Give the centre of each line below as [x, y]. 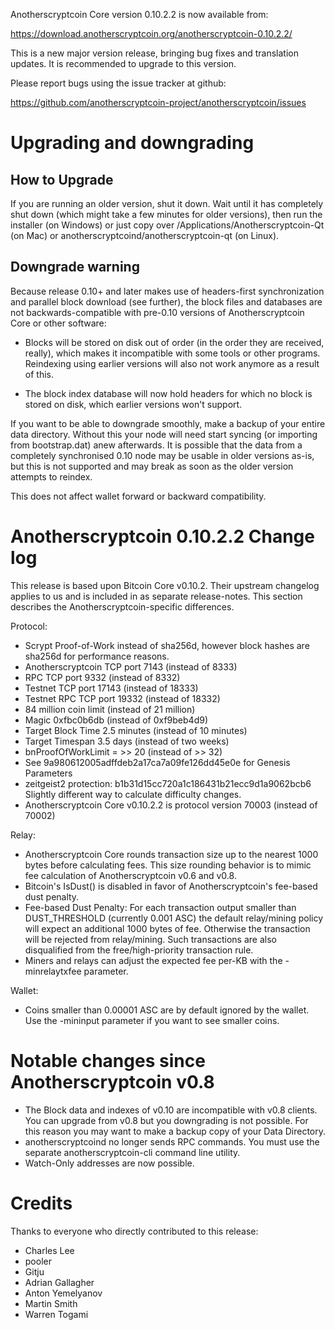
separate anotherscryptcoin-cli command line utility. [132, 1152]
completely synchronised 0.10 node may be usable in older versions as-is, [162, 455]
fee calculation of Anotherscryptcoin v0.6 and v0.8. [130, 875]
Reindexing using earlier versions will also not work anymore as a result [172, 363]
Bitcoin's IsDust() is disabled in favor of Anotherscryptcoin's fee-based [171, 886]
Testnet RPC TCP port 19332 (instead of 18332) [122, 698]
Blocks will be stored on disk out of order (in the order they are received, [174, 342]
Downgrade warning [75, 267]
